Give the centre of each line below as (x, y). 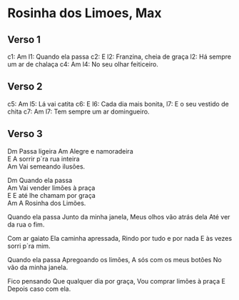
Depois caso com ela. (39, 289)
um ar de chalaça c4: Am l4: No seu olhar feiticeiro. (83, 64)
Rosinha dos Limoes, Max (85, 13)
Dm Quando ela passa (40, 180)
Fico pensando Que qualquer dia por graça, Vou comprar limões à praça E (117, 281)
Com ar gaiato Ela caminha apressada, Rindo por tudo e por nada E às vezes (120, 238)
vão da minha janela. (38, 267)
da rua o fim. (26, 224)
